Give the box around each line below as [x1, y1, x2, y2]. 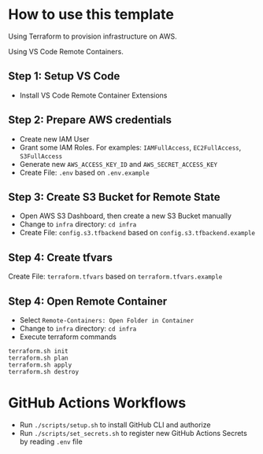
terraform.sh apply [8, 361, 72, 369]
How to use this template [8, 6, 175, 24]
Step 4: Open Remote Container [8, 294, 168, 308]
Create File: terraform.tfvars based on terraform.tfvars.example [8, 271, 223, 281]
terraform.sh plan [8, 354, 69, 362]
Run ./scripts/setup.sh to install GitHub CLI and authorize [19, 419, 211, 430]
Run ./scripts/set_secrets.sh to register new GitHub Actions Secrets [19, 428, 248, 437]
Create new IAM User [19, 134, 90, 143]
